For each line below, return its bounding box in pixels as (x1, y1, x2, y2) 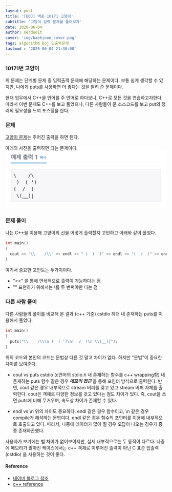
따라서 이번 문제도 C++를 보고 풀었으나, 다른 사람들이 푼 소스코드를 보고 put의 (5, 101, 160, 107)
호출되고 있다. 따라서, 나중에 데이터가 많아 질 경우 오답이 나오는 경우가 (18, 421, 158, 427)
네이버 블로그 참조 (12, 475, 49, 481)
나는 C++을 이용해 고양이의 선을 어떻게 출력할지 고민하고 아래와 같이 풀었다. (5, 230, 157, 236)
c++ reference (12, 481, 44, 487)
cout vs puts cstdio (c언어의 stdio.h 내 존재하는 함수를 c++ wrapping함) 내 (12, 371, 165, 378)
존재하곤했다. (18, 427, 45, 434)
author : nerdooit (5, 30, 42, 35)
